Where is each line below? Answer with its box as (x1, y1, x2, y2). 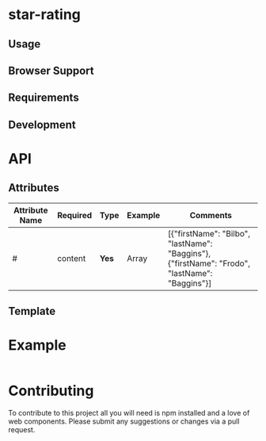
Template (8, 305, 56, 318)
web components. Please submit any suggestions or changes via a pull (8, 416, 240, 426)
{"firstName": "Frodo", (167, 258, 251, 269)
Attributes (8, 181, 59, 195)
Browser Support (8, 63, 95, 77)
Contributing (8, 382, 94, 400)
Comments (189, 209, 232, 220)
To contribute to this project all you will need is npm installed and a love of (8, 408, 250, 418)
